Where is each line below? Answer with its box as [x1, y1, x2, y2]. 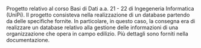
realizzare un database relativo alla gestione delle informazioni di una [6, 24, 179, 31]
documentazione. [6, 37, 50, 43]
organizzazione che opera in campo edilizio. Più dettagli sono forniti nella [6, 30, 188, 37]
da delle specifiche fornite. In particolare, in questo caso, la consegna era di [6, 18, 195, 24]
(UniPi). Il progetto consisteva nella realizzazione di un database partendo [6, 11, 190, 18]
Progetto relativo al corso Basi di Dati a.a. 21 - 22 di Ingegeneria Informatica [6, 5, 194, 12]
